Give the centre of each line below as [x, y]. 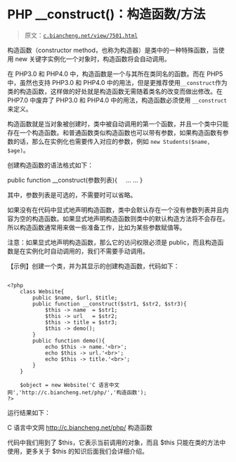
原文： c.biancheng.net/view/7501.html [81, 35]
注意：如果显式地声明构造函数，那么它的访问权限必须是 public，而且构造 [112, 242]
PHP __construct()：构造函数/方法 [106, 14]
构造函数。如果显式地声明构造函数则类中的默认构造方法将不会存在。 [130, 218]
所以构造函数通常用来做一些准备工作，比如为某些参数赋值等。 [97, 227]
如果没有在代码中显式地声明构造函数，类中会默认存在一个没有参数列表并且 [115, 210]
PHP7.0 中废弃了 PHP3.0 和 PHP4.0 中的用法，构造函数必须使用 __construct [117, 100]
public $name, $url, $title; [75, 298]
